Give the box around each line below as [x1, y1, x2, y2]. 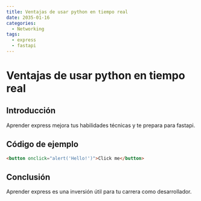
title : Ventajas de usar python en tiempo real [6, 8, 129, 15]
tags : [6, 31, 20, 38]
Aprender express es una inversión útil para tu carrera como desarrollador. [6, 188, 192, 196]
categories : [6, 20, 36, 26]
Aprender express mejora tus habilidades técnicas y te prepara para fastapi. [6, 122, 196, 129]
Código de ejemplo [6, 139, 78, 150]
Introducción [6, 105, 56, 116]
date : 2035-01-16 [6, 15, 50, 21]
